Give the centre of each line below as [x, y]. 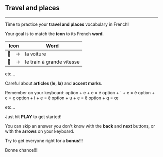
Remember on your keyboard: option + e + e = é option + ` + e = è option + [80, 92]
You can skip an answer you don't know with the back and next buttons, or [80, 126]
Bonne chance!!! [21, 150]
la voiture [35, 54]
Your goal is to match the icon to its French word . [55, 34]
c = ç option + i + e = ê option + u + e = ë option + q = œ [62, 98]
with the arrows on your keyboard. [40, 131]
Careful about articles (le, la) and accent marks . [54, 83]
